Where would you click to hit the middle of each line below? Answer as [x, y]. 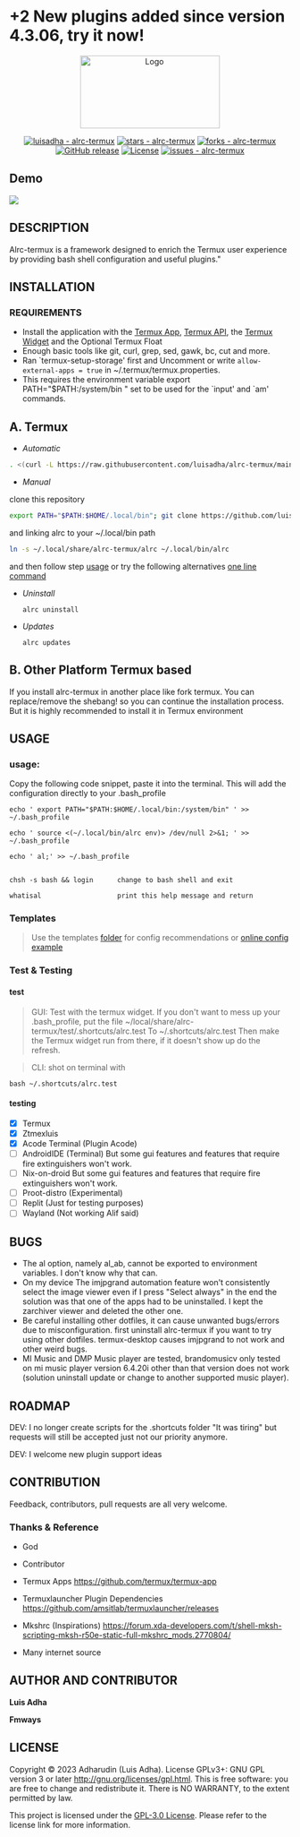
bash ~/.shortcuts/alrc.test [63, 1084]
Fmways [25, 1719]
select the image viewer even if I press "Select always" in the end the [150, 1292]
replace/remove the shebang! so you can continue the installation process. [146, 701]
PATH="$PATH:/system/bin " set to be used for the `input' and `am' [146, 389]
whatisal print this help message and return [131, 896]
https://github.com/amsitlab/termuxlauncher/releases [121, 1609]
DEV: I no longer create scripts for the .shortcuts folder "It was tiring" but [143, 1427]
